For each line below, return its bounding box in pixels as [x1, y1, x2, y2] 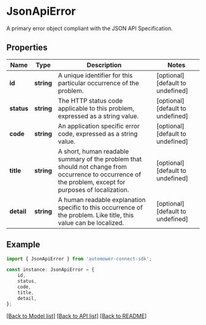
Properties [6, 42, 48, 53]
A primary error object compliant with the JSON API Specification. [6, 25, 173, 32]
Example [6, 240, 40, 250]
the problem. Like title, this [58, 211, 134, 219]
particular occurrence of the [58, 79, 139, 87]
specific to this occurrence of [58, 203, 143, 211]
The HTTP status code [58, 96, 123, 105]
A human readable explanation [58, 195, 146, 204]
